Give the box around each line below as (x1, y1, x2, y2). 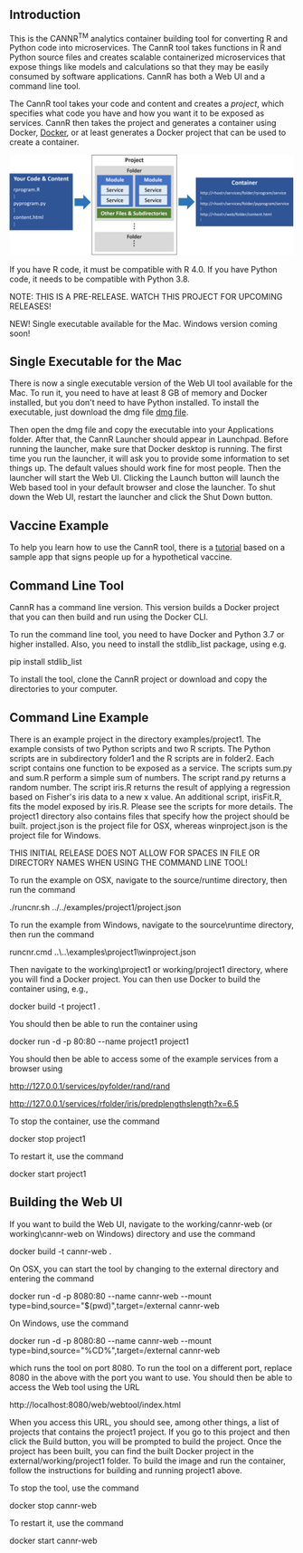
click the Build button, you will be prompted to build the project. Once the (9, 1435, 282, 1447)
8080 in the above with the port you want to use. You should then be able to (9, 1372, 293, 1383)
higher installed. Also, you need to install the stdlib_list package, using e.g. (9, 638, 287, 650)
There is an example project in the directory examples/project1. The (9, 733, 261, 744)
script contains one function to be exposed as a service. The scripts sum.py (9, 762, 292, 773)
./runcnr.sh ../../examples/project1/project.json (9, 901, 182, 913)
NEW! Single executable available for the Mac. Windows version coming (9, 318, 278, 329)
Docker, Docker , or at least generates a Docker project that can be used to (9, 127, 287, 139)
